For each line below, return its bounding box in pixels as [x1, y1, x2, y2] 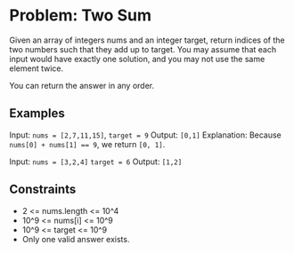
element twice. [9, 63, 64, 74]
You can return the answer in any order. [9, 80, 154, 91]
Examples [9, 106, 65, 121]
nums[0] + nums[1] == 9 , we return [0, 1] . [9, 138, 166, 149]
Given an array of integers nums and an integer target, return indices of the [9, 35, 285, 45]
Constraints [9, 182, 77, 197]
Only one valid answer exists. [21, 233, 130, 244]
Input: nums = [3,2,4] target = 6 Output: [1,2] [9, 156, 183, 167]
